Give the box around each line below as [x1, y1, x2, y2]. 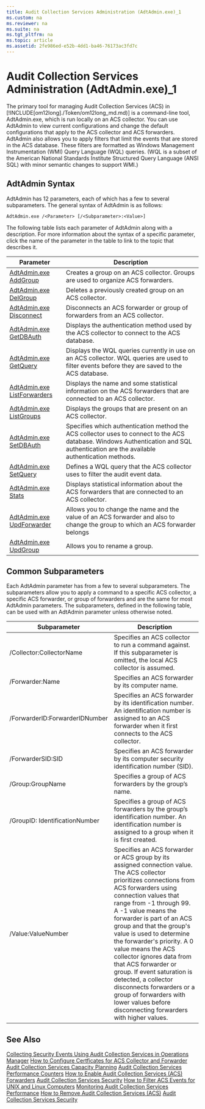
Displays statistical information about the [66, 480, 183, 488]
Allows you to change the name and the [66, 505, 179, 513]
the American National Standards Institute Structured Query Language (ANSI [6, 154, 199, 162]
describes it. [6, 243, 38, 251]
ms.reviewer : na [6, 20, 48, 26]
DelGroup [9, 293, 37, 302]
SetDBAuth [9, 441, 41, 449]
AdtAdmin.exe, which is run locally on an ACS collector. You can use [6, 115, 178, 123]
